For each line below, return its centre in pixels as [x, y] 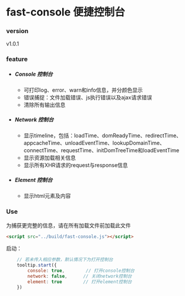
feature [17, 59]
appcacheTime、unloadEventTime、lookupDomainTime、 [94, 143]
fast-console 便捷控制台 [66, 12]
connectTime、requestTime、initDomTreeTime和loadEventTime [101, 150]
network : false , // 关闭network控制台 [80, 276]
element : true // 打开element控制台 [80, 282]
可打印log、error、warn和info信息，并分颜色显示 [83, 90]
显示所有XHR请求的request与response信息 [76, 165]
